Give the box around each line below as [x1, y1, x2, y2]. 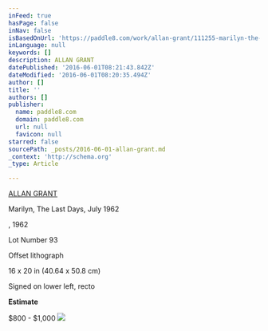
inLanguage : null [8, 41, 66, 49]
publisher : [8, 100, 45, 108]
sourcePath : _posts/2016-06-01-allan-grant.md [8, 145, 166, 153]
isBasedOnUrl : [8, 33, 56, 42]
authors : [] [8, 93, 48, 101]
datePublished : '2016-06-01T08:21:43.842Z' [8, 64, 156, 72]
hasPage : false [8, 19, 59, 27]
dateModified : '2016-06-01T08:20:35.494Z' [8, 71, 152, 79]
